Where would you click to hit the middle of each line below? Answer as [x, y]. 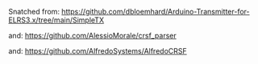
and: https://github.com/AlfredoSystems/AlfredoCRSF [98, 51]
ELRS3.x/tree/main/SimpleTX [56, 20]
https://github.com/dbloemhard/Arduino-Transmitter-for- [156, 12]
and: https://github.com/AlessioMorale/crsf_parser [92, 36]
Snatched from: [34, 12]
